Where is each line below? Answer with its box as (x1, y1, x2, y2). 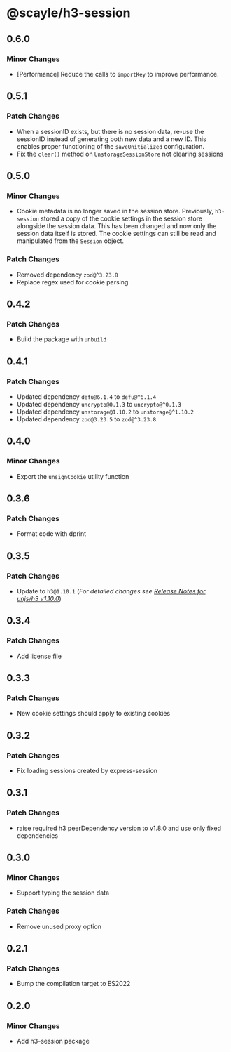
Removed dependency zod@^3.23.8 (16, 270, 118, 279)
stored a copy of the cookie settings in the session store (40, 214, 203, 223)
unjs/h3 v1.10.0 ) (16, 594, 62, 603)
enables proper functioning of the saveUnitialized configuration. (16, 142, 204, 150)
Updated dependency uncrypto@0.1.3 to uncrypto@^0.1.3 (16, 400, 181, 408)
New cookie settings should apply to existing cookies (16, 709, 171, 718)
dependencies (16, 831, 59, 840)
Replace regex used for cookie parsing (16, 277, 129, 286)
